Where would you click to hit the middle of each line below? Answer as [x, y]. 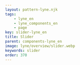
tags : [10, 14]
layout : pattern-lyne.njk [31, 10]
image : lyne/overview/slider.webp [40, 46]
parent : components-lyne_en [34, 42]
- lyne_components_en [36, 23]
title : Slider [20, 37]
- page [20, 28]
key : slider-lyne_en [26, 32]
